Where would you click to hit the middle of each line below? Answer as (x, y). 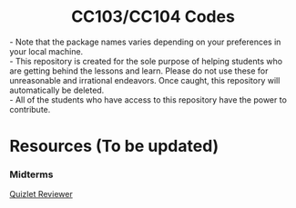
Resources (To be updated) (114, 146)
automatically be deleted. (57, 90)
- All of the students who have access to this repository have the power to (148, 99)
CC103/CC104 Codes (153, 17)
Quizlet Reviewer (41, 194)
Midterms (31, 174)
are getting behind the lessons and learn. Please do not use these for (139, 71)
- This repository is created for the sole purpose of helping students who (146, 61)
